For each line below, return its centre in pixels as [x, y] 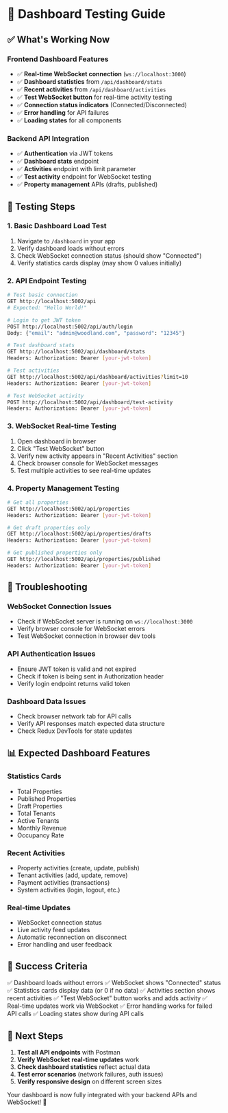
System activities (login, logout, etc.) [68, 890]
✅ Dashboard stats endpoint [58, 162]
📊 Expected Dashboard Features [79, 753]
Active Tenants [38, 820]
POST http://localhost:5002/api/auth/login [70, 327]
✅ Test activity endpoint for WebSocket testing [84, 177]
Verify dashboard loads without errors [71, 248]
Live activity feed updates [53, 930]
